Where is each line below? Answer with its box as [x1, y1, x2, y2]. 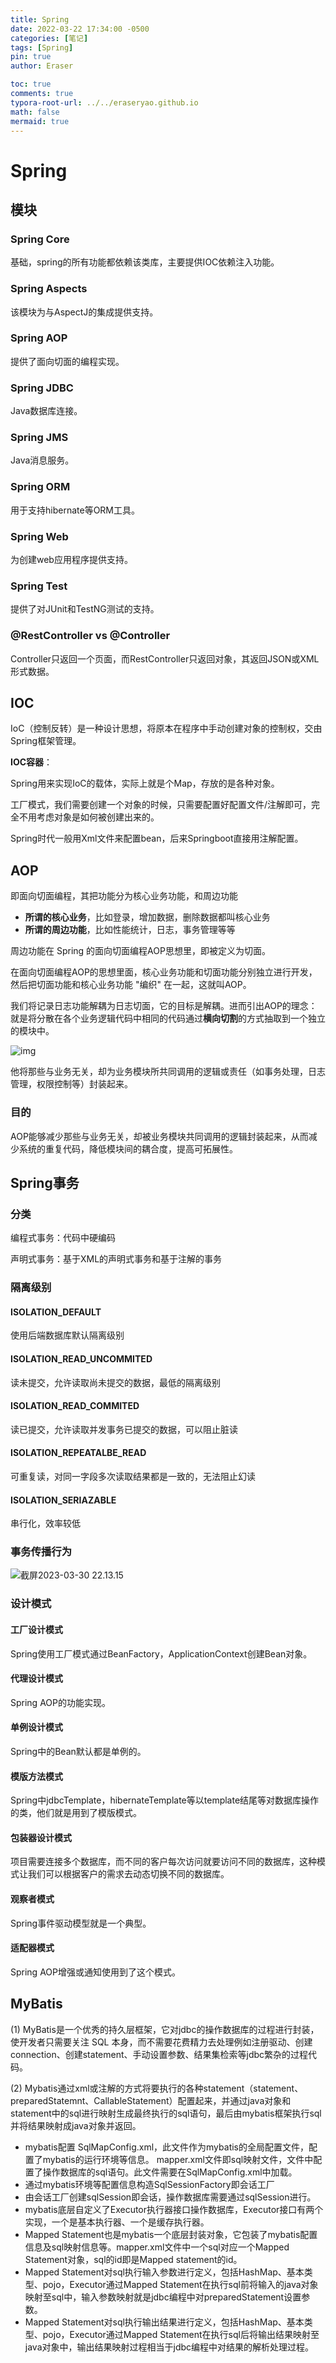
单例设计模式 [10, 1721, 63, 1733]
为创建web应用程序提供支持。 [10, 554, 133, 566]
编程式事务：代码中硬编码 [10, 1232, 116, 1244]
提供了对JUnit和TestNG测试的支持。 [10, 603, 160, 615]
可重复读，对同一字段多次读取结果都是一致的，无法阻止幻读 [10, 1470, 256, 1482]
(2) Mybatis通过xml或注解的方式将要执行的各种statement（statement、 [10, 2082, 304, 2094]
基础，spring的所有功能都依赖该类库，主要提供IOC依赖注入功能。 [10, 256, 280, 268]
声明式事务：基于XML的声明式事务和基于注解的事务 [10, 1253, 223, 1265]
